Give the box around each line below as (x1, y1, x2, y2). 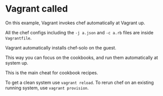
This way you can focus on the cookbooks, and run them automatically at (5, 54, 158, 61)
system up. (5, 60, 29, 66)
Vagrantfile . (5, 35, 32, 41)
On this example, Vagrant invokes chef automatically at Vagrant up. (5, 20, 145, 26)
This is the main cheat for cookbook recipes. (5, 69, 98, 76)
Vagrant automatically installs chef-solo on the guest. (5, 44, 116, 51)
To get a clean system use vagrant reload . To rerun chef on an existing (5, 79, 154, 85)
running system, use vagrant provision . (5, 84, 89, 91)
